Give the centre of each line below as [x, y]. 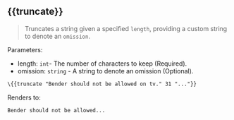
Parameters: [25, 49]
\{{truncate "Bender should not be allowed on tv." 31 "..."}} [102, 84]
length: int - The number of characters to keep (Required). [102, 64]
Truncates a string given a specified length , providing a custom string [126, 28]
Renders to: [24, 97]
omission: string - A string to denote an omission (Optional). [105, 71]
